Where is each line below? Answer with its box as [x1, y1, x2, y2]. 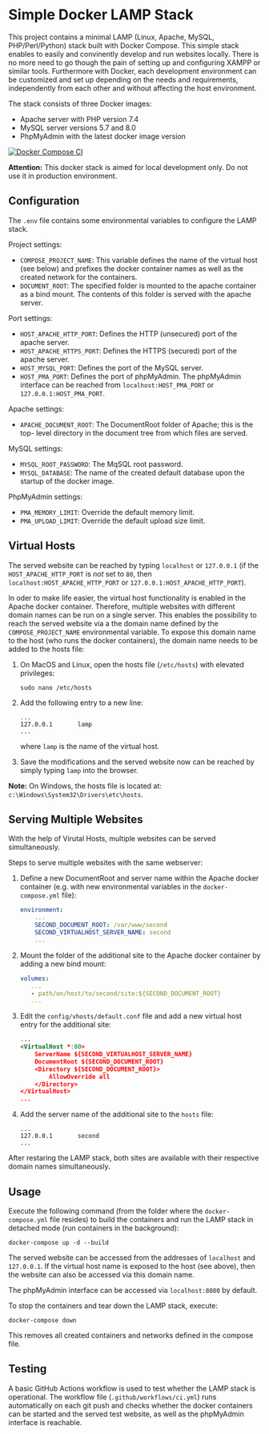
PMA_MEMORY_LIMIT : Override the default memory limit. [19, 507, 195, 516]
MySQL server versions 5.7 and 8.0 [19, 123, 136, 132]
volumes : [19, 974, 50, 982]
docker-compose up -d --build [8, 1238, 110, 1246]
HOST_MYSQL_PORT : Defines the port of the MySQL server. [19, 363, 204, 372]
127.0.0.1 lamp [19, 720, 92, 728]
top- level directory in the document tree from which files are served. [19, 427, 248, 438]
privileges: [19, 668, 55, 678]
